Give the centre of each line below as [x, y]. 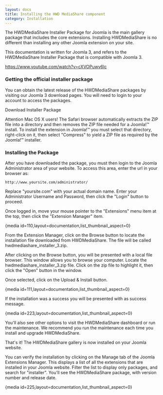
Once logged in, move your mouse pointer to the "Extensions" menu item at [81, 211]
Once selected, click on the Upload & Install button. [56, 280]
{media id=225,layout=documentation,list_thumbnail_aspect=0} [69, 387]
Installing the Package [32, 152]
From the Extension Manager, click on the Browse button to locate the [75, 235]
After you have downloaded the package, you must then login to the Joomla [81, 163]
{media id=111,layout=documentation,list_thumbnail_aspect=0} [67, 289]
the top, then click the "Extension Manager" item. [54, 216]
